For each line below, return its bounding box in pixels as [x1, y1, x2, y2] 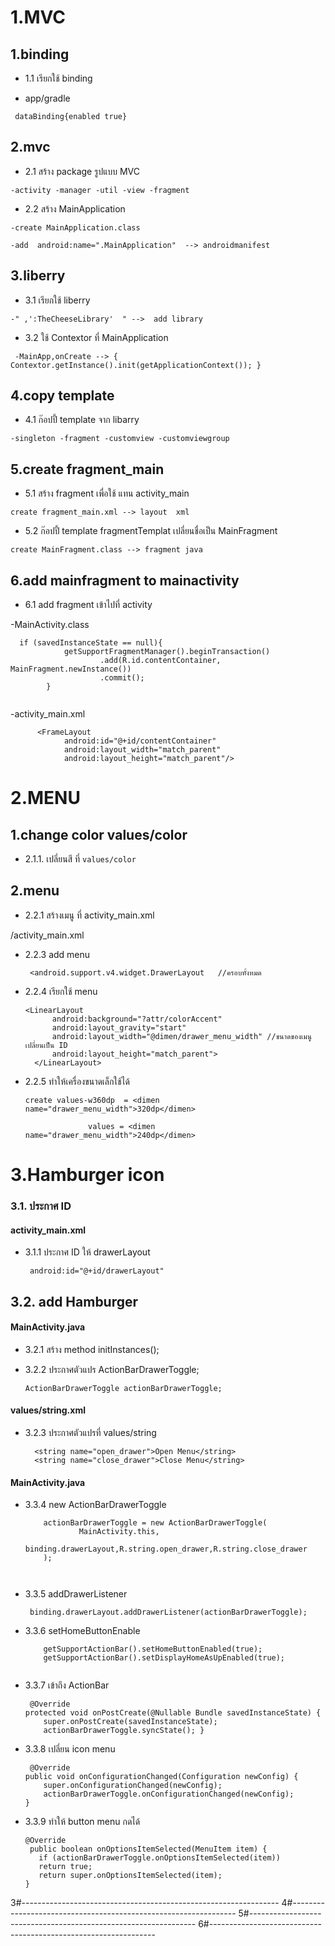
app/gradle [24, 92, 71, 104]
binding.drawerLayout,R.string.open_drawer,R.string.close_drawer [24, 1544, 308, 1555]
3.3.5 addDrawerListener [24, 1588, 128, 1600]
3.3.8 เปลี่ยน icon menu [24, 1743, 116, 1755]
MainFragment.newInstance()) [10, 664, 132, 675]
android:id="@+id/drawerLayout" [29, 1266, 165, 1276]
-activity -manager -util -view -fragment [10, 185, 190, 195]
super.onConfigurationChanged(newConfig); [43, 1781, 223, 1791]
